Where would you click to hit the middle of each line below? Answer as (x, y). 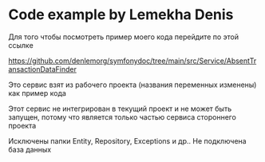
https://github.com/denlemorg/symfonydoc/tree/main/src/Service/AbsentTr (132, 61)
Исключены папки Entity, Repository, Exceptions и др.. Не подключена (127, 140)
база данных (30, 149)
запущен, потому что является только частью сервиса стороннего (123, 117)
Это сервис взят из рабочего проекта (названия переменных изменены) (132, 85)
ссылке (21, 45)
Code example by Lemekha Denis (121, 15)
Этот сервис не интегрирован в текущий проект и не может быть (120, 109)
